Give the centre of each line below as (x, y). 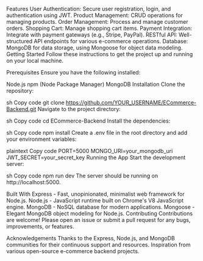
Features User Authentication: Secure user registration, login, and (89, 9)
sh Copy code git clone (36, 102)
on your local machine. (35, 61)
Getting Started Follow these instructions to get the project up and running (100, 54)
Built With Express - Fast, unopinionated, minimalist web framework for (95, 194)
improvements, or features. (40, 226)
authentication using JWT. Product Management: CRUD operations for (94, 15)
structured (20, 41)
